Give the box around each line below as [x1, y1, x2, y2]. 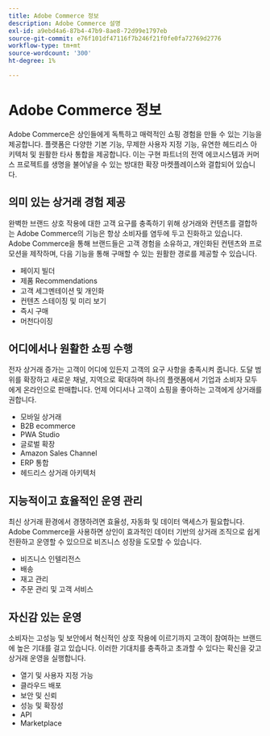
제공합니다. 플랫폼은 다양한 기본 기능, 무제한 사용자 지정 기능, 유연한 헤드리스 [8, 139, 249, 149]
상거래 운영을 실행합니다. [8, 654, 86, 663]
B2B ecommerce [19, 421, 77, 431]
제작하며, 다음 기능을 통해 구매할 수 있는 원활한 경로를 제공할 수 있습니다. [29, 248, 258, 258]
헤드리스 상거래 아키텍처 [19, 468, 97, 478]
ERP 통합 [19, 458, 49, 468]
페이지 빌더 [19, 265, 56, 275]
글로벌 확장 [19, 439, 56, 449]
